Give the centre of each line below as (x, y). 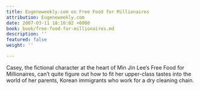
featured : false (27, 40)
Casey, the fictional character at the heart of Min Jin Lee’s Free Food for (95, 67)
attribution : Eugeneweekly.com (45, 17)
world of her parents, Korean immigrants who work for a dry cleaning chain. (100, 80)
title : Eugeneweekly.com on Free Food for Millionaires (78, 12)
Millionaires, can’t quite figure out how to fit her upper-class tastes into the (99, 74)
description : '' (27, 34)
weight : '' (20, 46)
